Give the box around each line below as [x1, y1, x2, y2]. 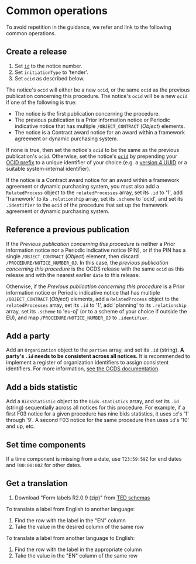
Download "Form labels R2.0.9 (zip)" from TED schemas [14, 494, 150, 501]
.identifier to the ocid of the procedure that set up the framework [6, 201, 168, 208]
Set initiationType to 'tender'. [14, 69, 89, 76]
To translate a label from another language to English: [6, 534, 135, 541]
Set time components [6, 440, 86, 450]
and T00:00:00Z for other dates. [6, 462, 82, 468]
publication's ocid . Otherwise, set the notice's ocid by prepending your [6, 153, 177, 160]
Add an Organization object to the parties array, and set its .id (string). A [6, 346, 184, 353]
